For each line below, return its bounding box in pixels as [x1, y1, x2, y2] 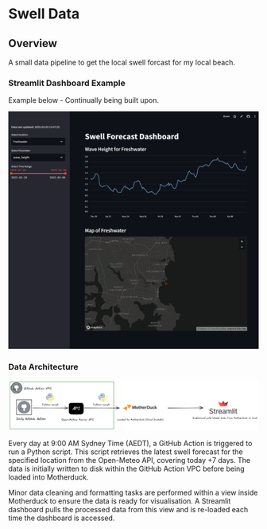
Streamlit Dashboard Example [8, 77, 126, 88]
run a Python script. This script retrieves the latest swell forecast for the [8, 447, 244, 457]
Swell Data [8, 5, 80, 23]
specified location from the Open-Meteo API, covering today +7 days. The [8, 456, 251, 465]
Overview [8, 37, 58, 50]
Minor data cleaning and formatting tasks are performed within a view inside [8, 488, 258, 498]
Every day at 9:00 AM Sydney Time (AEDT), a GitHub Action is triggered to [8, 439, 253, 449]
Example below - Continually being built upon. [8, 96, 160, 105]
